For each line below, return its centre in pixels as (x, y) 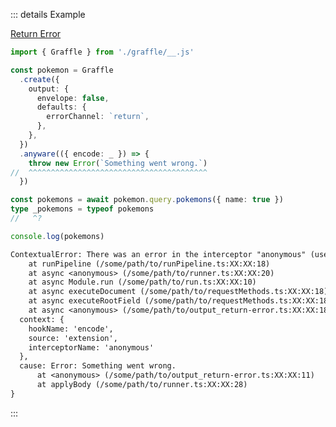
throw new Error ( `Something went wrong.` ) (118, 163)
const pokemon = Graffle (62, 70)
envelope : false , (73, 98)
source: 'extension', (73, 338)
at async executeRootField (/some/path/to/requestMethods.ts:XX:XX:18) (180, 301)
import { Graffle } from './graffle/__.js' (102, 52)
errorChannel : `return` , (98, 117)
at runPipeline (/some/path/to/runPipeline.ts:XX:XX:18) (149, 264)
